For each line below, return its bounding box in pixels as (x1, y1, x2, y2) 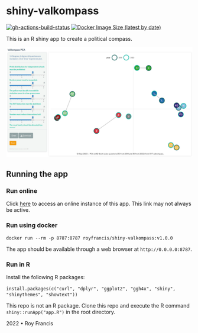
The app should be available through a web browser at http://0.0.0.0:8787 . (6, 245, 192, 253)
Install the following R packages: (6, 274, 85, 281)
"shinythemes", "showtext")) (6, 292, 78, 298)
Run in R (6, 260, 31, 269)
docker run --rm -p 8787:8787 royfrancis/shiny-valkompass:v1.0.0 (6, 235, 173, 241)
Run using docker (6, 221, 58, 229)
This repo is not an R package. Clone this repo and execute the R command (6, 302, 190, 309)
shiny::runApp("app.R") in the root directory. (6, 309, 116, 316)
